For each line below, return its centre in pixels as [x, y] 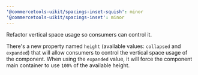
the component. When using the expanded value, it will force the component [99, 59]
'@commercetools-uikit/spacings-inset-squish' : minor [75, 12]
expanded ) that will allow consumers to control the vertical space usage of [97, 52]
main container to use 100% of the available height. [68, 65]
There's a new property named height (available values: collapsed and [94, 46]
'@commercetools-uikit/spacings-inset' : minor [65, 17]
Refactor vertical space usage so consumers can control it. [79, 34]
